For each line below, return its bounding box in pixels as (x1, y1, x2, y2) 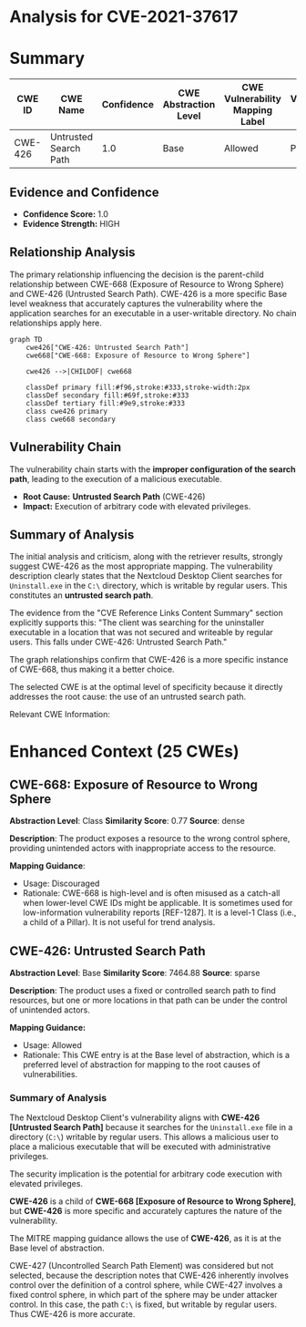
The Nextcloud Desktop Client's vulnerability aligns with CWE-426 (9, 1112, 260, 1123)
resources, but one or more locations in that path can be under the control (9, 995, 288, 1006)
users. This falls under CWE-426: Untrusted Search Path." (9, 636, 228, 648)
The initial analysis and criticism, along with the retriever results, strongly (9, 551, 283, 562)
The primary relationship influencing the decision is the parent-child (9, 269, 264, 280)
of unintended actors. (9, 1004, 91, 1015)
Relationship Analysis (9, 244, 136, 261)
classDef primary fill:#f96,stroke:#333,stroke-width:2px (25, 383, 250, 392)
